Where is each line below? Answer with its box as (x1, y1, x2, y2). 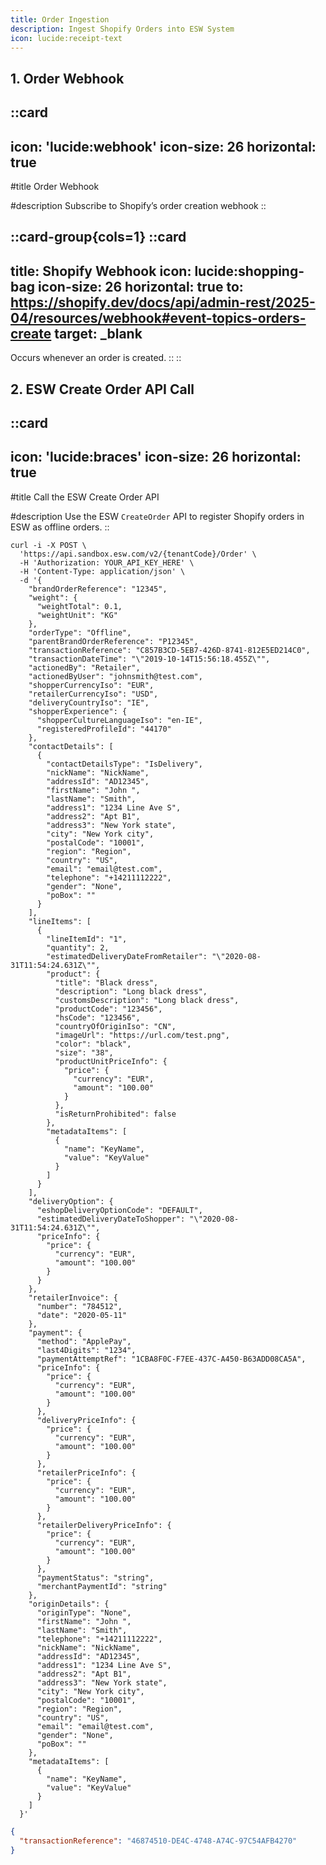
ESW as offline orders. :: (10, 521, 110, 533)
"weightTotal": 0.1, (36, 601, 123, 611)
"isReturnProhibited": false (54, 1109, 177, 1119)
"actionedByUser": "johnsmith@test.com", (28, 671, 203, 681)
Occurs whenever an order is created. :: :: (10, 352, 182, 364)
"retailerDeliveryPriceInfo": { (36, 1520, 172, 1530)
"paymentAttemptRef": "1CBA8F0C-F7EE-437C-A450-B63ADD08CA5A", (36, 1354, 307, 1364)
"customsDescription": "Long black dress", (54, 995, 240, 1005)
